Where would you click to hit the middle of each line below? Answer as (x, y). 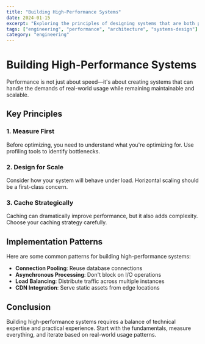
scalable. (18, 95)
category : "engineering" (38, 35)
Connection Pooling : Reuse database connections (79, 268)
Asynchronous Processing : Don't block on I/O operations (88, 275)
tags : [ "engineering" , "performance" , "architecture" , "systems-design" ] (102, 29)
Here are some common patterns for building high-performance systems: (99, 257)
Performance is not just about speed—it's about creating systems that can (100, 82)
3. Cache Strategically (40, 202)
